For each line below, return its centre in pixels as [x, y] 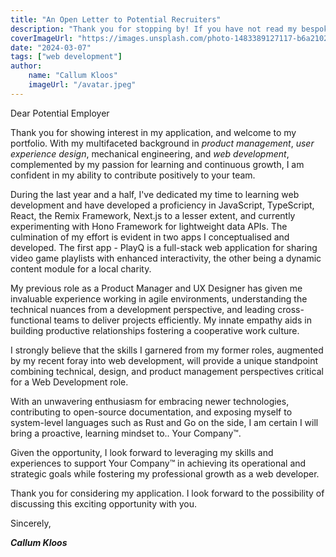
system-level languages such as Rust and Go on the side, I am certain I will [164, 422]
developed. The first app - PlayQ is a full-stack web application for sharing [164, 247]
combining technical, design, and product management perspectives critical [167, 371]
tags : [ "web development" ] [66, 57]
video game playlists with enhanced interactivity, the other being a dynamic [166, 258]
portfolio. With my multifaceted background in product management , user [162, 143]
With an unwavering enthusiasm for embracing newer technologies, [150, 401]
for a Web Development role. [69, 382]
